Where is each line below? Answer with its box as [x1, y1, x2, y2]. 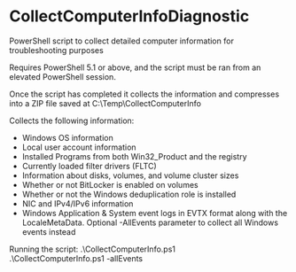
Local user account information [21, 142, 136, 152]
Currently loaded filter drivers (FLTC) [21, 160, 157, 171]
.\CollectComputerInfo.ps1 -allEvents [9, 253, 144, 263]
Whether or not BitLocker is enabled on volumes [21, 179, 199, 190]
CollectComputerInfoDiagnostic [9, 6, 250, 27]
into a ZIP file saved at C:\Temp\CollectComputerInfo [9, 97, 202, 108]
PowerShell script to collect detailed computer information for [9, 35, 235, 46]
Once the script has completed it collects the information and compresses [9, 89, 280, 99]
